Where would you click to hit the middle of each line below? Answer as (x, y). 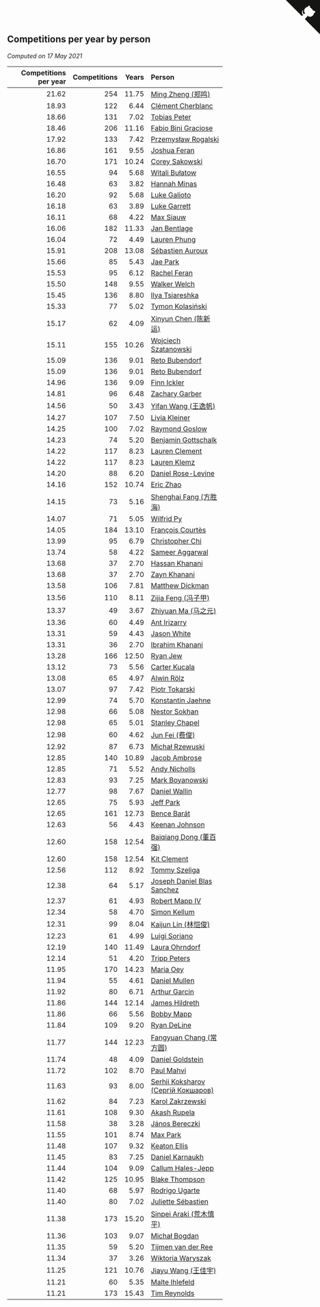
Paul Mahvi (169, 1071)
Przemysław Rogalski (185, 139)
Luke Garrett (171, 206)
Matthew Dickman (180, 585)
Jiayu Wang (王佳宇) (184, 1270)
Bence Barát (170, 814)
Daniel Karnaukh (177, 1157)
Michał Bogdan (175, 1236)
